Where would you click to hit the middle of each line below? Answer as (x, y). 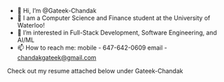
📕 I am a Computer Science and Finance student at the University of (113, 18)
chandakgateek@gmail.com (57, 58)
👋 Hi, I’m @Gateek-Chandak (57, 11)
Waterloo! (31, 25)
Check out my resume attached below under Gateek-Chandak (95, 71)
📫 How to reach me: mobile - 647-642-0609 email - (92, 48)
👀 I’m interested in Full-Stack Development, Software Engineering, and (117, 32)
